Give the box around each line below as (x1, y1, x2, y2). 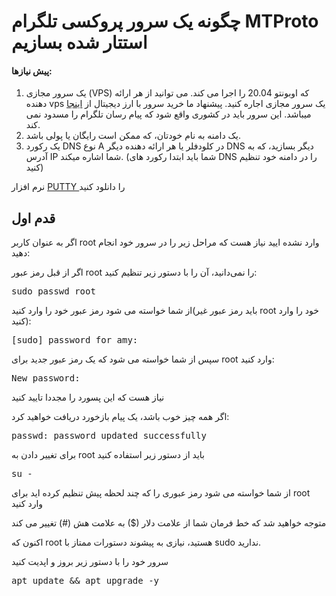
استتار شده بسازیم (11, 31, 148, 54)
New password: (11, 373, 81, 384)
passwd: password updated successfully (11, 430, 207, 442)
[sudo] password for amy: (11, 335, 139, 346)
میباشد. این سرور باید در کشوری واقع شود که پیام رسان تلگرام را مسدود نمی (25, 108, 312, 120)
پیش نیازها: (11, 65, 53, 77)
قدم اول (11, 210, 56, 227)
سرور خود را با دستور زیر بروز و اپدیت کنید (11, 556, 169, 568)
